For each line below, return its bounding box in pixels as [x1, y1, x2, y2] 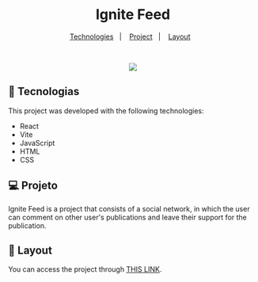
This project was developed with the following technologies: [8, 105, 204, 116]
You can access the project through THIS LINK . [8, 265, 162, 274]
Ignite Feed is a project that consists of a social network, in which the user [8, 204, 251, 213]
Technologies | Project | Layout [70, 32, 191, 41]
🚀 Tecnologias [8, 85, 80, 98]
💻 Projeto [8, 179, 58, 192]
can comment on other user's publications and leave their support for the [8, 212, 248, 222]
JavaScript [19, 138, 55, 147]
